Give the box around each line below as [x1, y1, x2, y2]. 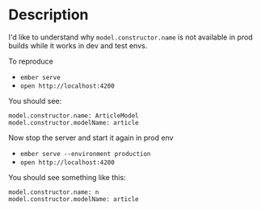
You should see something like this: [8, 172, 127, 182]
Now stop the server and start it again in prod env [8, 133, 174, 142]
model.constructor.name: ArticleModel [8, 111, 139, 120]
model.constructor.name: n [8, 187, 99, 196]
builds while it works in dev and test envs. [8, 40, 148, 50]
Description [8, 6, 89, 24]
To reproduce [8, 56, 54, 66]
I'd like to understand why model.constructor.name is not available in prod [8, 32, 253, 42]
